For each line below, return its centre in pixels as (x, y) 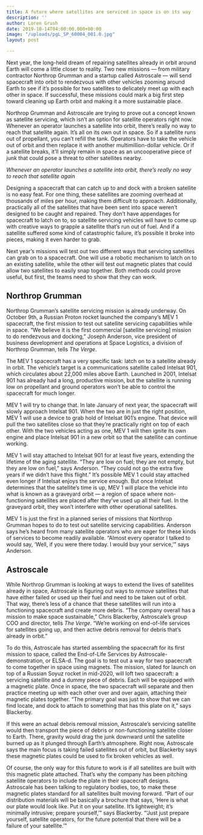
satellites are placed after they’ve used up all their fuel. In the (112, 500)
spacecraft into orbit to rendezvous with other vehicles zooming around (96, 82)
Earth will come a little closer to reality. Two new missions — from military (98, 69)
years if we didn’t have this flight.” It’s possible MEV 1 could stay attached (98, 474)
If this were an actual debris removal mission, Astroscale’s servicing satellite (101, 724)
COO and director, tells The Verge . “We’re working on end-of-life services (98, 623)
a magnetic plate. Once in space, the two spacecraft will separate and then (100, 686)
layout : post (23, 40)
